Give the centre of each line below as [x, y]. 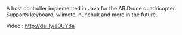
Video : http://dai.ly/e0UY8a [41, 26]
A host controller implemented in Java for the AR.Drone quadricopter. [91, 8]
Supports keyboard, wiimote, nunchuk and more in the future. [82, 15]
